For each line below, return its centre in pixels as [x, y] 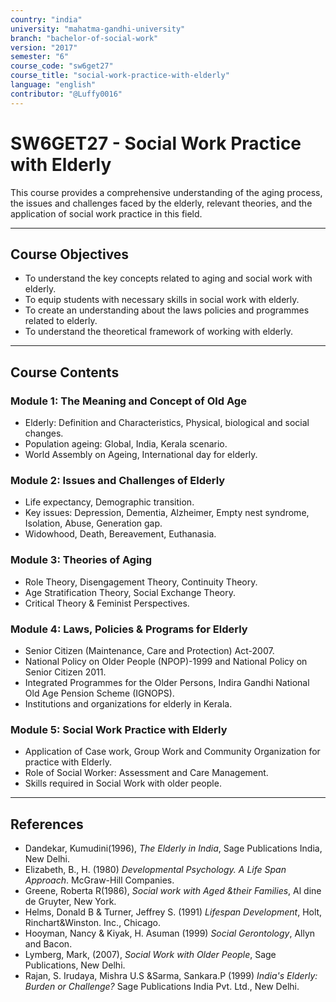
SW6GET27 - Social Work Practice [156, 143]
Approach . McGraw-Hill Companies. [99, 880]
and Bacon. [48, 944]
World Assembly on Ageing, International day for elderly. [141, 455]
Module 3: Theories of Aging [81, 560]
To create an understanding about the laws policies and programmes [167, 310]
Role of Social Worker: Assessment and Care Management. [146, 773]
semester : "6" [40, 57]
